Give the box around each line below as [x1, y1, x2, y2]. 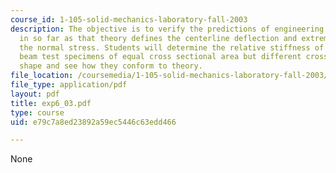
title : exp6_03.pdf [10, 98, 92, 108]
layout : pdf [10, 89, 60, 99]
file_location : [10, 71, 74, 81]
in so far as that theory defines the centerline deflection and [19, 33, 298, 43]
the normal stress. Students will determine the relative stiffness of [19, 42, 325, 53]
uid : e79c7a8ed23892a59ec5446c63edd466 [10, 117, 177, 127]
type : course [10, 107, 65, 118]
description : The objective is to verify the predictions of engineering [10, 24, 325, 34]
